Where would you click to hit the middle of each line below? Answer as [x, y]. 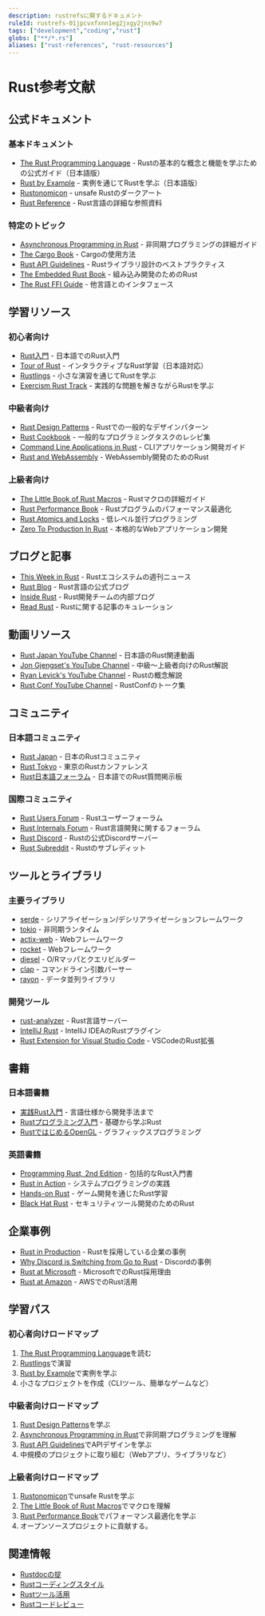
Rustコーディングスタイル [62, 1584]
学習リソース [40, 312]
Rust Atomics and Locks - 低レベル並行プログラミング [109, 518]
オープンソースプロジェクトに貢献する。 [86, 1526]
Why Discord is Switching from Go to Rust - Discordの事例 [115, 1261]
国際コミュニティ [41, 799]
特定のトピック [37, 225]
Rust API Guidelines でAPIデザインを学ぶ [86, 1444]
